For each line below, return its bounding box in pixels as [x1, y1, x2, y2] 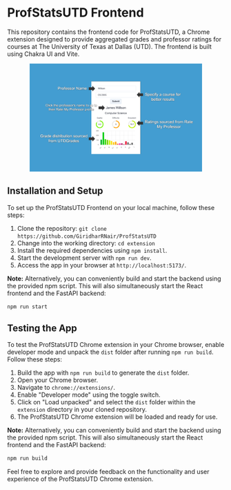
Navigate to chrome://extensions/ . [17, 384, 116, 392]
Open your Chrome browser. [17, 376, 99, 384]
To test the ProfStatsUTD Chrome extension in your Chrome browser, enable [7, 341, 225, 349]
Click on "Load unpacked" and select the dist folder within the [17, 398, 196, 406]
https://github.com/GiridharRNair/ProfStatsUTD [17, 233, 157, 240]
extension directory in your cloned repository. [17, 406, 147, 414]
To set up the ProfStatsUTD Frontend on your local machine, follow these [7, 203, 215, 211]
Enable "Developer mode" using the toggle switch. [17, 390, 161, 399]
